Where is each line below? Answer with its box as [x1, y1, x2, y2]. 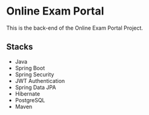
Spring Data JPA [15, 84, 56, 91]
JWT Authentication [15, 77, 65, 84]
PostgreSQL [15, 96, 45, 103]
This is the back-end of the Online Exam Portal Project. [6, 24, 144, 31]
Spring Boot [15, 64, 45, 71]
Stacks [6, 42, 33, 52]
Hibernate [15, 90, 41, 97]
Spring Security [15, 71, 55, 78]
